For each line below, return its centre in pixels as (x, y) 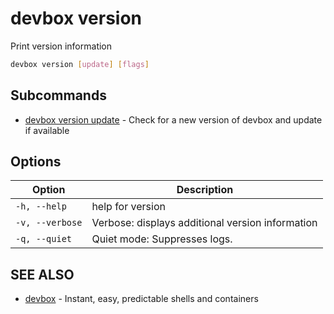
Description (205, 190)
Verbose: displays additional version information (204, 223)
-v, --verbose (49, 223)
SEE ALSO (42, 274)
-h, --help (41, 206)
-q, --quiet (44, 239)
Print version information (61, 46)
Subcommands (58, 95)
